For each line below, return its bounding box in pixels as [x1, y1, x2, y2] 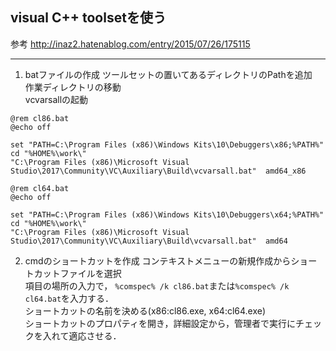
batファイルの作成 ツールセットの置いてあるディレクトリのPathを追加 [24, 68, 313, 80]
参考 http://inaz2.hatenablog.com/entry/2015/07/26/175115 [10, 38, 251, 50]
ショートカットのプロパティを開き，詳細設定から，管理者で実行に [24, 317, 297, 329]
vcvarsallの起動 [24, 93, 89, 105]
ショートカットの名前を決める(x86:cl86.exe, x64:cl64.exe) [24, 304, 267, 317]
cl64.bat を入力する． [24, 292, 115, 304]
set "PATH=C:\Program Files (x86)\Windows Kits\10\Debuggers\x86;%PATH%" [10, 139, 325, 150]
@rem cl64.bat [10, 183, 70, 193]
